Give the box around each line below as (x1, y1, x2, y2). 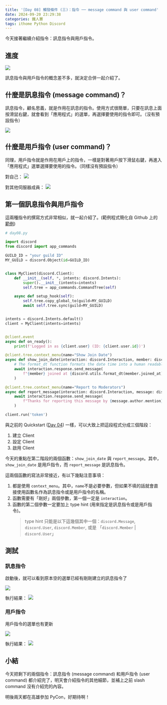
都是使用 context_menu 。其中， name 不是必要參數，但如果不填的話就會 (12, 483, 154, 489)
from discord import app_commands (5, 244, 77, 249)
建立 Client (12, 432, 35, 438)
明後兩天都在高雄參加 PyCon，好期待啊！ (5, 694, 90, 700)
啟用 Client (12, 445, 35, 451)
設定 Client (12, 438, 35, 444)
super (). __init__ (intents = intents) (23, 280, 97, 285)
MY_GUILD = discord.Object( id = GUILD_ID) (5, 258, 90, 263)
